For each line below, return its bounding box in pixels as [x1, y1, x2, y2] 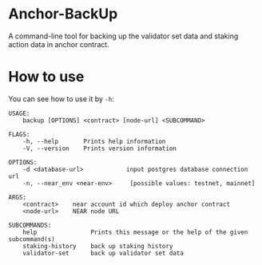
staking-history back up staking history [22, 242, 173, 250]
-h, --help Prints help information [22, 137, 166, 145]
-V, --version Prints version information [22, 144, 177, 152]
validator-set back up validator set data [22, 249, 184, 257]
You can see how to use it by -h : [8, 93, 114, 104]
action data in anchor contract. [8, 39, 109, 49]
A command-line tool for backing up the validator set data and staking [8, 31, 239, 41]
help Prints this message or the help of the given [22, 228, 248, 236]
